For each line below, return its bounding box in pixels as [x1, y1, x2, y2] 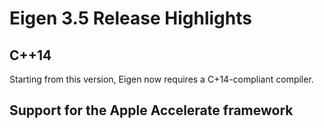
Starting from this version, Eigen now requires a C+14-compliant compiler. [9, 73, 314, 85]
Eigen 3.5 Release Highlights [9, 7, 252, 30]
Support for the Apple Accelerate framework [9, 102, 294, 119]
